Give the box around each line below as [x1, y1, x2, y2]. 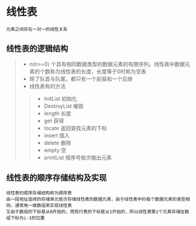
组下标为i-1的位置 [6, 215, 45, 221]
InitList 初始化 [44, 95, 78, 102]
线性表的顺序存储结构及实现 [6, 173, 107, 183]
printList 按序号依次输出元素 [44, 154, 112, 161]
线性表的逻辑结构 [6, 44, 68, 54]
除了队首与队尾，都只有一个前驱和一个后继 [29, 75, 133, 82]
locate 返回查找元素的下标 [44, 124, 107, 131]
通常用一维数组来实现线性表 [14, 202, 72, 208]
